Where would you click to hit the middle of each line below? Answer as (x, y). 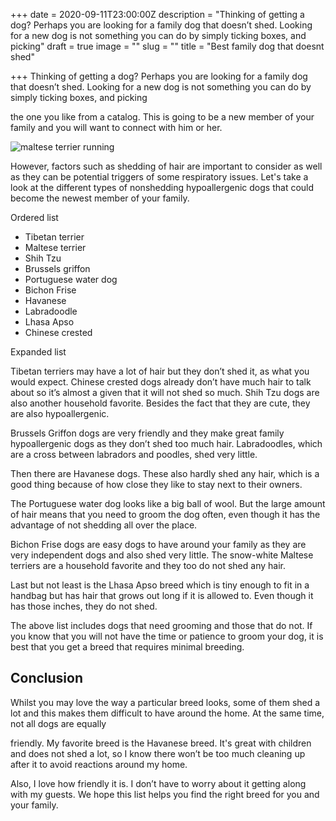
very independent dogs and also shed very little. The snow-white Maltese (162, 555)
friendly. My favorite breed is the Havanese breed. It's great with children (161, 743)
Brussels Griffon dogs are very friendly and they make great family (147, 433)
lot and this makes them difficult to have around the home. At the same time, (167, 713)
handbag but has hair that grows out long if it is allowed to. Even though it (162, 595)
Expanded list (38, 352)
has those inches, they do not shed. (84, 606)
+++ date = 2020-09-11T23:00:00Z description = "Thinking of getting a (157, 14)
